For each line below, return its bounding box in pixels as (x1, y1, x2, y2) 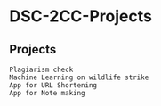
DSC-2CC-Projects (9, 6, 153, 27)
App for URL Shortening (9, 81, 98, 90)
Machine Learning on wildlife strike (9, 73, 149, 82)
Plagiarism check (9, 65, 74, 74)
